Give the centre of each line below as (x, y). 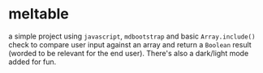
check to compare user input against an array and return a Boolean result (130, 44)
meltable (39, 14)
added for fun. (32, 62)
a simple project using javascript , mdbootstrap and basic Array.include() (132, 36)
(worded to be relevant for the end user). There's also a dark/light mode (129, 53)
